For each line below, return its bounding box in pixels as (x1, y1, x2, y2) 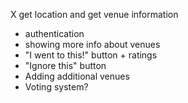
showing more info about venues (24, 39, 161, 50)
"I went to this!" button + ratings (24, 49, 158, 61)
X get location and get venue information (10, 9, 179, 20)
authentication (24, 28, 85, 39)
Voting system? (24, 81, 89, 93)
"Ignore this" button (24, 60, 107, 71)
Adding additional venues (24, 70, 130, 82)
